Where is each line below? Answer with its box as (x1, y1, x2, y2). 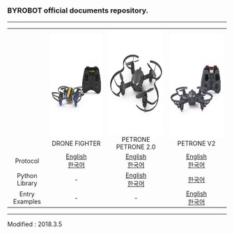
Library (17, 179, 38, 187)
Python (17, 172, 38, 180)
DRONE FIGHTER (52, 139, 101, 147)
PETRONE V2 (177, 139, 216, 147)
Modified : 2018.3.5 (7, 220, 63, 228)
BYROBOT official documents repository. (7, 6, 148, 15)
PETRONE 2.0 (116, 142, 156, 152)
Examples (13, 198, 42, 206)
